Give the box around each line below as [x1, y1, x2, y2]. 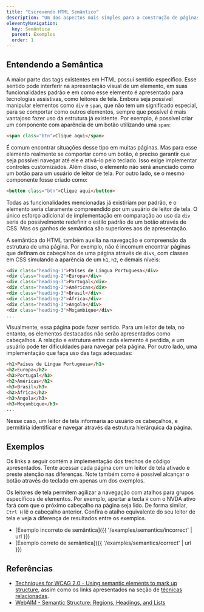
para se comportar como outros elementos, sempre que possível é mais [6, 108, 186, 115]
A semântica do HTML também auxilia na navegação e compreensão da [6, 236, 186, 244]
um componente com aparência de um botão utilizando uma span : [6, 121, 171, 128]
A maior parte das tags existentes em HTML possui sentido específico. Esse [6, 75, 197, 83]
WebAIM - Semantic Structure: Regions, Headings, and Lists [15, 599, 166, 606]
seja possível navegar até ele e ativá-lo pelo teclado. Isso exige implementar [6, 156, 197, 164]
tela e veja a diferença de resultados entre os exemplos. [6, 515, 147, 522]
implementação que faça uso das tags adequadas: [6, 349, 133, 357]
